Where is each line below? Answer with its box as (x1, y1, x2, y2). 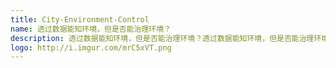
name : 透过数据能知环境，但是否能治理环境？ (10, 24, 172, 34)
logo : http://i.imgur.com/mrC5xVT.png (10, 42, 172, 53)
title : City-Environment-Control (10, 14, 150, 25)
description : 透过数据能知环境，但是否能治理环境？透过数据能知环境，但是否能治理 (10, 33, 315, 43)
